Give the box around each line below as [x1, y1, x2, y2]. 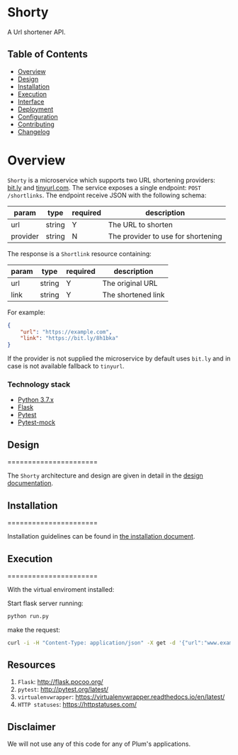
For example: [7, 308, 46, 316]
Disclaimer [7, 721, 56, 733]
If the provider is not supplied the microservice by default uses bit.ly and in [7, 354, 231, 363]
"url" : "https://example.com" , [20, 328, 113, 336]
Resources [7, 659, 56, 671]
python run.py [7, 612, 50, 619]
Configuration [17, 112, 58, 121]
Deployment [17, 104, 54, 114]
